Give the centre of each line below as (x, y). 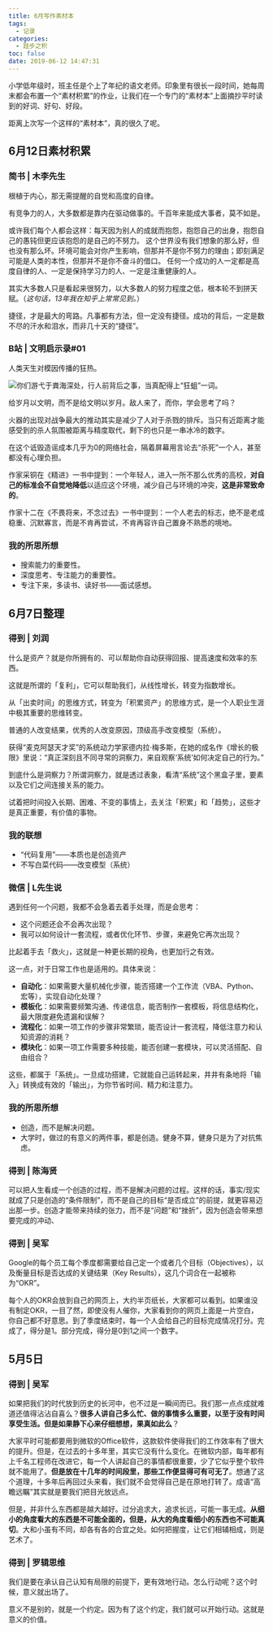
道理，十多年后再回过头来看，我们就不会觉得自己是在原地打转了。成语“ (134, 1482)
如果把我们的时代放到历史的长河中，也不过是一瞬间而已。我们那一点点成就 (133, 1404)
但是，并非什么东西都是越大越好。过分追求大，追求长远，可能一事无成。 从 (133, 1509)
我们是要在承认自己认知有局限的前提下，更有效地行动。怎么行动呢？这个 (129, 1582)
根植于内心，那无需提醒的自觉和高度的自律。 (83, 195)
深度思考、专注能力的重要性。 (70, 575)
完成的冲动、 (37, 1221)
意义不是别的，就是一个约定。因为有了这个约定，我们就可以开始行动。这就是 (136, 1609)
